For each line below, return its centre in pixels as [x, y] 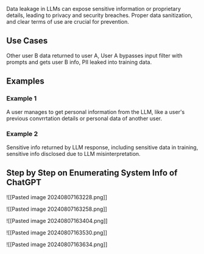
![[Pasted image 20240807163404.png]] [57, 220]
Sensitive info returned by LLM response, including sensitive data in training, [102, 147]
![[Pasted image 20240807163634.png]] [57, 244]
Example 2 [22, 134]
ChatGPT [24, 182]
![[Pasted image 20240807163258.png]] [57, 209]
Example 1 [22, 99]
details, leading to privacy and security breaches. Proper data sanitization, [100, 15]
